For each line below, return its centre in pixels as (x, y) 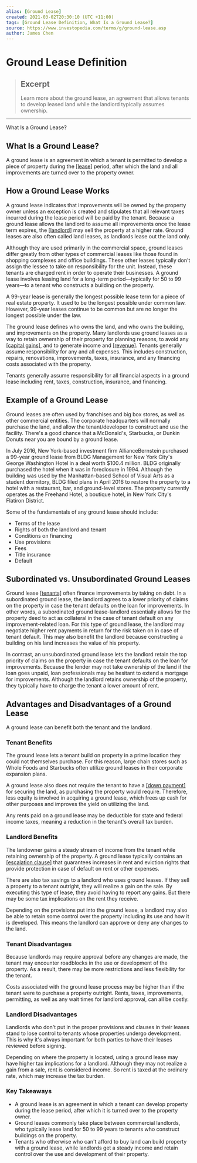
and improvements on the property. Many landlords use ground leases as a (97, 333)
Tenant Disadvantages (39, 944)
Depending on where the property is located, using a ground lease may (92, 1057)
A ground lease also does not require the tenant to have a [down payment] (96, 786)
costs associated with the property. (49, 364)
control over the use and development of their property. (82, 1154)
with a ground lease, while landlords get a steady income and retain (96, 1148)
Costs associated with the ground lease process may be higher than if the (95, 987)
